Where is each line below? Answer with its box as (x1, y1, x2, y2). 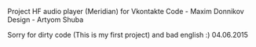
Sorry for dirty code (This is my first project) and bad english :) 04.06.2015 (7, 31, 249, 39)
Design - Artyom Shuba (7, 15, 84, 24)
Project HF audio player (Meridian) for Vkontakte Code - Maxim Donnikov (7, 7, 244, 16)
